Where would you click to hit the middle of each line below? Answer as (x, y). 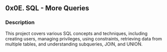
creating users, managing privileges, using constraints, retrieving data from (84, 38)
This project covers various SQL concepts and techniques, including (76, 33)
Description (20, 22)
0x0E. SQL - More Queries (47, 8)
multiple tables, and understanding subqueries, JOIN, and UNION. (74, 44)
